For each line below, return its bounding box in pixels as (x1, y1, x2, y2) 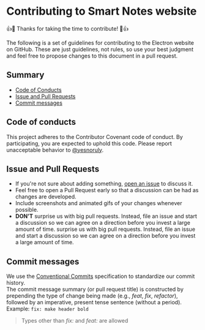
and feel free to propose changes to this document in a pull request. (6, 52, 178, 59)
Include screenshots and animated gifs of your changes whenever (15, 200, 182, 207)
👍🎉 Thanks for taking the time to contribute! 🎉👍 (6, 24, 129, 32)
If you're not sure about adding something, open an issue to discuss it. (15, 180, 193, 187)
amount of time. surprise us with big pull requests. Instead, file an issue (15, 225, 196, 233)
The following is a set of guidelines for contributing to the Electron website (6, 39, 195, 47)
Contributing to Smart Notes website (6, 4, 197, 18)
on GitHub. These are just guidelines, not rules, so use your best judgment (6, 45, 194, 53)
